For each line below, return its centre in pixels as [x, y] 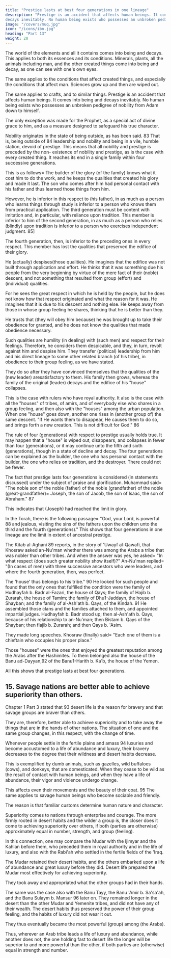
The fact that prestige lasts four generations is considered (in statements [82, 477]
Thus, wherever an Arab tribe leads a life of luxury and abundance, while [81, 934]
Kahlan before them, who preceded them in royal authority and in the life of [84, 846]
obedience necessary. [28, 330]
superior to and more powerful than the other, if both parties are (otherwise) [85, 944]
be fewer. [15, 467]
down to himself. [23, 111]
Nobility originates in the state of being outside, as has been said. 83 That [83, 136]
